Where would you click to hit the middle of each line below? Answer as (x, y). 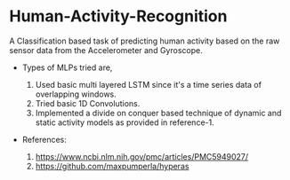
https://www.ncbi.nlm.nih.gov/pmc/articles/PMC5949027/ (142, 156)
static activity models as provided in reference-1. (125, 122)
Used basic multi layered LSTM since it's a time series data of (149, 84)
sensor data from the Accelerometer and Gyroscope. (106, 50)
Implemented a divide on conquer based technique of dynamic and (158, 113)
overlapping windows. (76, 94)
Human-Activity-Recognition (118, 16)
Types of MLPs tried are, (67, 67)
